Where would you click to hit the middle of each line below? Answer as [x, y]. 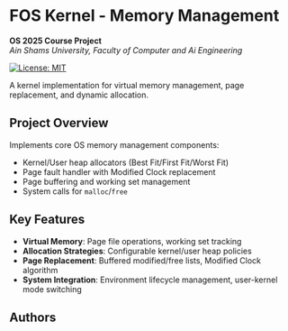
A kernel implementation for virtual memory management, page [127, 85]
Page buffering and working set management [106, 181]
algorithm [40, 270]
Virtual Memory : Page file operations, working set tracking [132, 241]
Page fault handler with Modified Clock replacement [119, 171]
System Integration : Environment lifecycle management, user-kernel [150, 280]
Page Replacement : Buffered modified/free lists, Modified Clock [142, 260]
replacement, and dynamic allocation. [79, 95]
